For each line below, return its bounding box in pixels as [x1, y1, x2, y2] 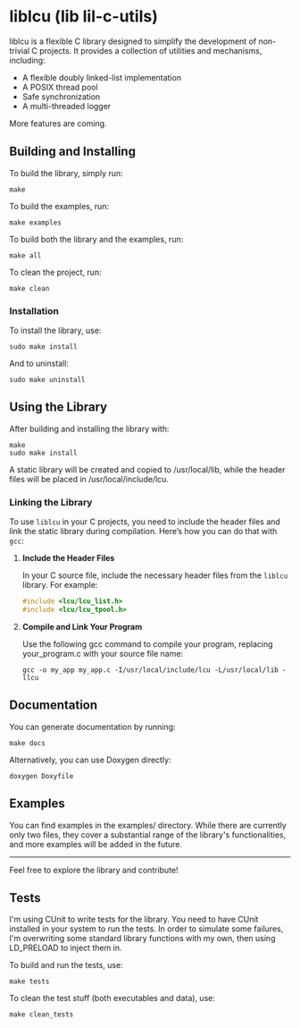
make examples [9, 217, 62, 227]
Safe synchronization [21, 91, 101, 102]
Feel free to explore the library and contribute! [9, 864, 179, 875]
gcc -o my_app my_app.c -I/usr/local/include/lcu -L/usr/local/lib [21, 665, 279, 675]
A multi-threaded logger [21, 100, 112, 111]
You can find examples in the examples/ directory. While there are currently [9, 820, 287, 830]
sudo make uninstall [9, 376, 87, 385]
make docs [9, 738, 46, 748]
